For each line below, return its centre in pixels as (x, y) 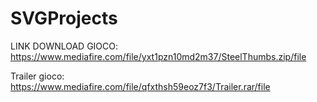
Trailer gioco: (37, 76)
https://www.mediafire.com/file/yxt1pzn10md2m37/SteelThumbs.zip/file (158, 56)
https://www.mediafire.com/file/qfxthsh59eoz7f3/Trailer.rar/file (140, 86)
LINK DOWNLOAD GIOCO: (64, 46)
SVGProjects (64, 18)
